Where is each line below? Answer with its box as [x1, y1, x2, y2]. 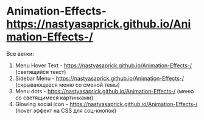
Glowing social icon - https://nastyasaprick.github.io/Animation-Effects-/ [15, 100, 198, 107]
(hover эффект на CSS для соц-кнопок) [15, 107, 117, 114]
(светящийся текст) [15, 68, 66, 75]
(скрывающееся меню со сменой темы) [15, 81, 121, 88]
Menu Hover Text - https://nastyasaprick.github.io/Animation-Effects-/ [15, 62, 192, 69]
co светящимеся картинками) [15, 94, 93, 101]
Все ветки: [6, 50, 34, 57]
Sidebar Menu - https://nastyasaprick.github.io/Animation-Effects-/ [15, 75, 185, 82]
